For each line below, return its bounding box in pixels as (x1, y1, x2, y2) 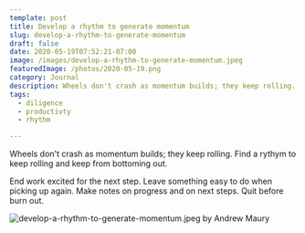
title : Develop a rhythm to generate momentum (9, 22, 190, 31)
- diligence (17, 98, 64, 108)
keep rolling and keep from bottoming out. (9, 158, 168, 169)
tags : (9, 90, 30, 99)
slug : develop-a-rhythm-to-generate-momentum (9, 30, 185, 39)
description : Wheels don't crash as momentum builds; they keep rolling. (9, 81, 297, 90)
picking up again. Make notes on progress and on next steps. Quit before (9, 185, 284, 196)
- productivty (17, 107, 71, 116)
